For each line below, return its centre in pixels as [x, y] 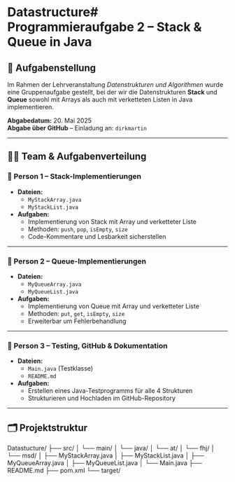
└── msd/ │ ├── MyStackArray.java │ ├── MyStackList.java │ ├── [106, 455]
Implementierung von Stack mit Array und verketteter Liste [112, 221]
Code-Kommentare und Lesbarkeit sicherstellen [97, 236]
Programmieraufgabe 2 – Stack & [105, 27]
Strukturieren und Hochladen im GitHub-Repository [102, 398]
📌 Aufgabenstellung [52, 68]
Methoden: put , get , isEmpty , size [76, 313]
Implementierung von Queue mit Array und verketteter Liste [113, 306]
